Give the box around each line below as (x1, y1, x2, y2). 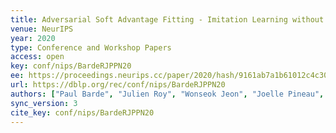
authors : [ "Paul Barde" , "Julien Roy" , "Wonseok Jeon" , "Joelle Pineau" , (10, 89, 325, 99)
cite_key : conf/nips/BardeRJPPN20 (10, 107, 155, 118)
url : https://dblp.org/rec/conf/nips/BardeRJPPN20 (10, 80, 226, 90)
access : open (10, 52, 65, 62)
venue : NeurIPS (10, 24, 74, 34)
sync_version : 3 (10, 98, 78, 108)
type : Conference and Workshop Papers (10, 42, 172, 53)
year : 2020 (10, 33, 56, 43)
